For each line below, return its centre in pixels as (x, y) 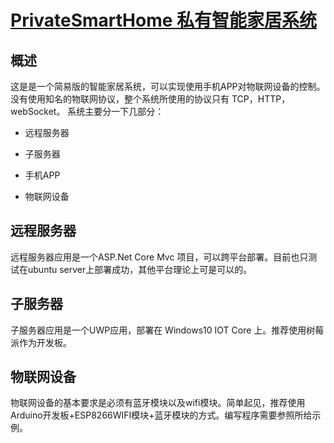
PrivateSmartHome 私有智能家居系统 (164, 20)
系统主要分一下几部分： (116, 111)
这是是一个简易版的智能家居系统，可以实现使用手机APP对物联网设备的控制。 (168, 86)
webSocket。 (38, 111)
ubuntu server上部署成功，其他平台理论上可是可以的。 (140, 269)
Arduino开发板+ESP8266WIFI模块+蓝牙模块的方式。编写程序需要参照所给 (161, 415)
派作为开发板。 (41, 342)
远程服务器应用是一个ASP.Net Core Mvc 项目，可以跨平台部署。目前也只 (159, 257)
